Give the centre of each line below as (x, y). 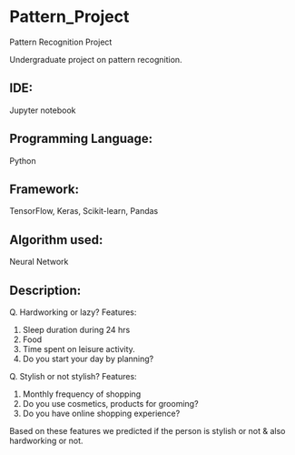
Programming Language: (81, 139)
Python (23, 160)
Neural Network (39, 262)
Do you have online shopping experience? (101, 413)
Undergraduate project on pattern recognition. (96, 59)
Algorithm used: (56, 240)
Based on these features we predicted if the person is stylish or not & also (147, 431)
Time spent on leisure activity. (79, 349)
